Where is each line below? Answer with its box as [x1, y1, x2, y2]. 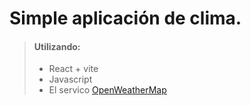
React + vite [48, 63, 99, 75]
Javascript [48, 73, 93, 86]
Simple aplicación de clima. [9, 7, 242, 30]
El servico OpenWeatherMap [48, 84, 167, 96]
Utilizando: [33, 40, 81, 52]
